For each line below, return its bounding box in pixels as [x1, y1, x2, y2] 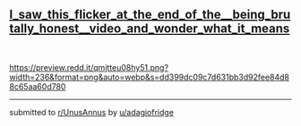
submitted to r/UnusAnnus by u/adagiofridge [9, 106, 175, 117]
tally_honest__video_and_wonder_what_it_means [9, 21, 290, 37]
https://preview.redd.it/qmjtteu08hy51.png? [9, 62, 168, 72]
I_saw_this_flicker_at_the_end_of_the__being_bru [9, 7, 291, 22]
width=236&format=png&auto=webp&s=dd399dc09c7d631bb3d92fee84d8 [9, 71, 289, 82]
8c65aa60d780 [9, 80, 66, 92]
